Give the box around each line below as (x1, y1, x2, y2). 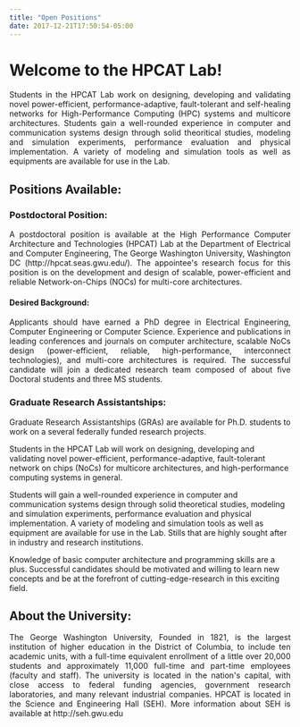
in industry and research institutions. (9, 537, 144, 547)
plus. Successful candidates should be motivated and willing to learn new (9, 563, 279, 574)
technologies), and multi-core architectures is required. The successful (9, 355, 291, 366)
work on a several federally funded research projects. (9, 426, 207, 436)
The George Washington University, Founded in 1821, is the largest (9, 632, 291, 643)
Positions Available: (9, 182, 122, 197)
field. (9, 582, 29, 593)
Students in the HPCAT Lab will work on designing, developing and (9, 444, 255, 454)
